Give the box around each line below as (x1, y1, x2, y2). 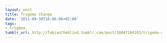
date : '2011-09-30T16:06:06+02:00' (5, 16, 79, 21)
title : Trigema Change (5, 12, 52, 17)
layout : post (5, 7, 32, 12)
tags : (5, 21, 16, 26)
